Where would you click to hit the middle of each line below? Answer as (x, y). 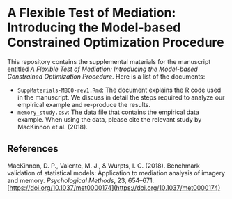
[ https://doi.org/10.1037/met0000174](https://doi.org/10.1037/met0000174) (114, 188)
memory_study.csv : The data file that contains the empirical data (108, 112)
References (33, 149)
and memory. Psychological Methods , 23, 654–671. (81, 180)
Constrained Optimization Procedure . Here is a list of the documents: (106, 76)
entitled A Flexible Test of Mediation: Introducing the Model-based (103, 69)
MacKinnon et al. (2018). (53, 127)
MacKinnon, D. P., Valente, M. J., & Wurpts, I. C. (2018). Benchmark (103, 166)
